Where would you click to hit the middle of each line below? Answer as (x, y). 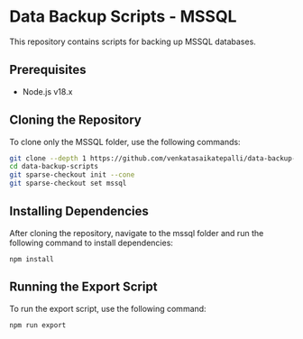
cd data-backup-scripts (54, 167)
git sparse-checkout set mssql (68, 183)
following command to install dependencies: (92, 243)
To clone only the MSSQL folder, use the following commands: (125, 142)
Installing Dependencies (79, 211)
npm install (32, 259)
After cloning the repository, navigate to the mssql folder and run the (137, 233)
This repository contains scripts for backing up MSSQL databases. (133, 41)
